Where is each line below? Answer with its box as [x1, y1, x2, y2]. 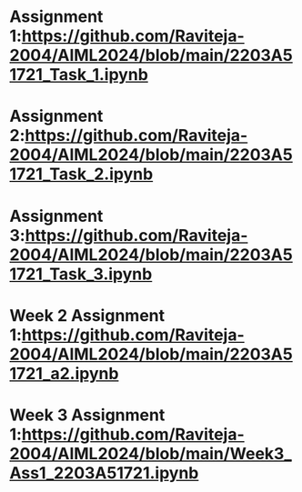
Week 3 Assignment [9, 405, 166, 425]
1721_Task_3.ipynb [9, 264, 153, 284]
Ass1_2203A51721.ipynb [9, 462, 199, 483]
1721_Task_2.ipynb [9, 164, 154, 185]
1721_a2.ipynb [9, 363, 119, 384]
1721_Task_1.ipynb [9, 65, 148, 85]
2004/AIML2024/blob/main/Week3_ [9, 443, 293, 464]
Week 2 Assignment [9, 305, 166, 326]
